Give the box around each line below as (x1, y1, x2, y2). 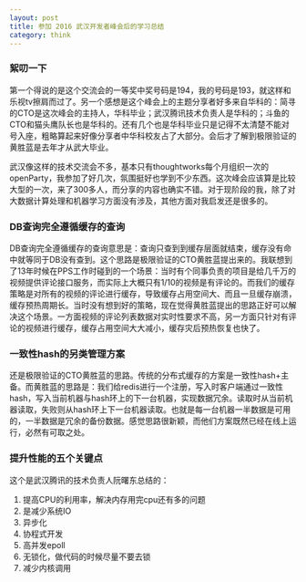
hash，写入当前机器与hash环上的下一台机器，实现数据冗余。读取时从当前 (9, 393, 285, 404)
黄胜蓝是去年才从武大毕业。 (9, 141, 114, 152)
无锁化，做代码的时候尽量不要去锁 (22, 551, 151, 562)
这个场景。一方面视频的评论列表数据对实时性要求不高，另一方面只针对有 (16, 311, 289, 322)
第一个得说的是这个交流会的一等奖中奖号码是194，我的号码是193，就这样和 (9, 84, 291, 96)
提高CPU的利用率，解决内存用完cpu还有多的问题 (22, 494, 207, 504)
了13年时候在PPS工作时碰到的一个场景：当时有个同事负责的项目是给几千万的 (9, 265, 297, 276)
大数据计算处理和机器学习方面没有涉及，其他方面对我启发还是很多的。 (9, 195, 273, 206)
